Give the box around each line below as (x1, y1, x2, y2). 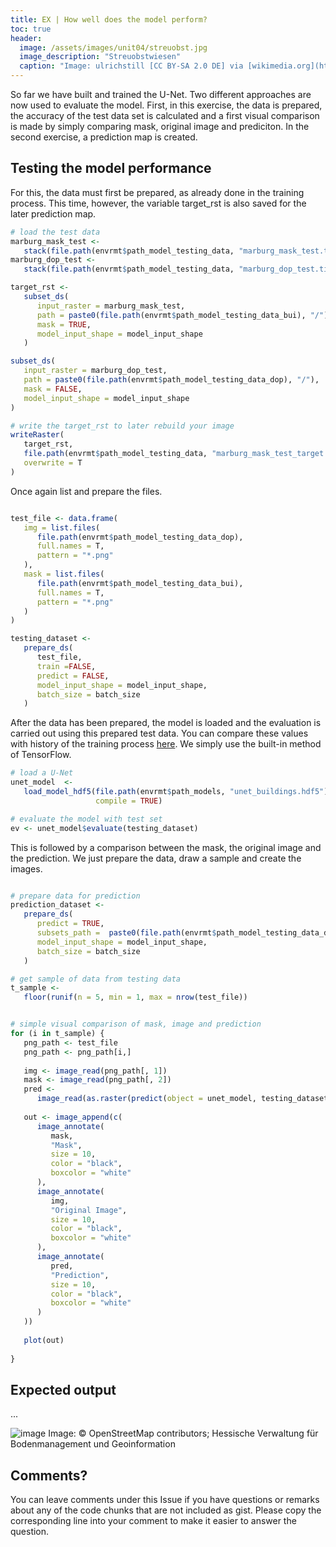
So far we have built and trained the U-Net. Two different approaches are (10, 89, 312, 100)
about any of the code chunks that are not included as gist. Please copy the (10, 1504, 322, 1516)
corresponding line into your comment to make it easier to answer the (10, 1515, 297, 1527)
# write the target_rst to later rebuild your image (10, 421, 235, 431)
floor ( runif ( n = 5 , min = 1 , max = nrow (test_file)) (23, 992, 248, 1003)
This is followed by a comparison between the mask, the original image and (10, 841, 322, 853)
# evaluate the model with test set (10, 814, 163, 824)
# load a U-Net (10, 768, 74, 778)
